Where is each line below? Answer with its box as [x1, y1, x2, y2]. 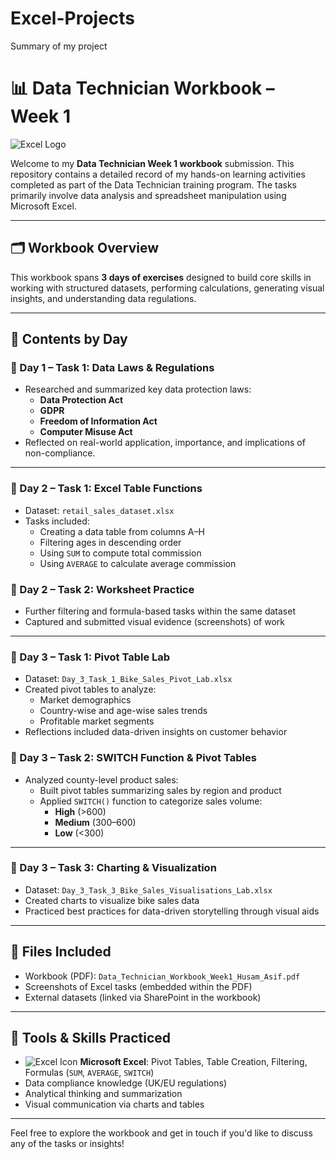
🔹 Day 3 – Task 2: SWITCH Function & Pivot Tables [10, 751, 257, 765]
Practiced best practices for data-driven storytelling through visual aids [24, 905, 320, 917]
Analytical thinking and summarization [24, 1088, 183, 1100]
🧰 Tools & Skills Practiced [10, 1030, 172, 1047]
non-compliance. [24, 447, 96, 459]
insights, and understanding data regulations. [10, 292, 197, 304]
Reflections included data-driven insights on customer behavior [24, 726, 288, 738]
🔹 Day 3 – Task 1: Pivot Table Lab [10, 650, 171, 664]
